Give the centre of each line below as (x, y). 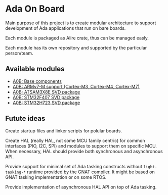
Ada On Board (35, 9)
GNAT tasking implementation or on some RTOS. (56, 177)
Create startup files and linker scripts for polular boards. (64, 131)
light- (150, 167)
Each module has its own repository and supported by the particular (76, 47)
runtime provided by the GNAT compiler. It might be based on (91, 172)
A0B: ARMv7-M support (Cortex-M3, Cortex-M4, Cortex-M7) (76, 86)
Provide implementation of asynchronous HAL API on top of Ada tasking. (81, 187)
